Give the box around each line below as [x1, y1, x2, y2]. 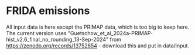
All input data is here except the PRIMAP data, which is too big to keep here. [6, 23, 190, 30]
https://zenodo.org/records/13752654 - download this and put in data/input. [6, 42, 189, 49]
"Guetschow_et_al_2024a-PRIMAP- [67, 29, 153, 36]
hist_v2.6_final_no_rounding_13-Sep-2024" [6, 36, 109, 43]
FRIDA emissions [6, 4, 90, 18]
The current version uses [6, 29, 67, 36]
